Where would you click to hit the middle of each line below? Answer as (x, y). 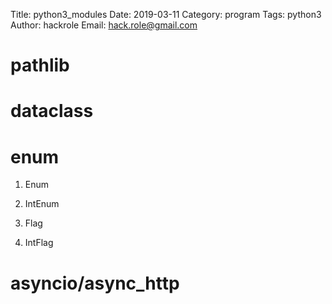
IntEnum (42, 204)
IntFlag (39, 243)
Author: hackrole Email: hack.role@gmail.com (104, 25)
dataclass (52, 111)
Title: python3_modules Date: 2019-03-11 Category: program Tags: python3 (166, 14)
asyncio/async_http (95, 283)
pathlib (40, 65)
